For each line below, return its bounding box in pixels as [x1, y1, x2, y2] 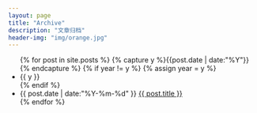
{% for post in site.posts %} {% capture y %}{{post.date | [19, 55, 207, 65]
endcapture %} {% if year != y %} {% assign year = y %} [31, 64, 217, 73]
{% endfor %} [19, 97, 66, 107]
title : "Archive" [8, 19, 66, 27]
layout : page [8, 11, 51, 20]
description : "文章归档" [8, 26, 85, 34]
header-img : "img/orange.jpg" [8, 33, 108, 42]
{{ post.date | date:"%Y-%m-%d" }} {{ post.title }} [19, 89, 183, 99]
